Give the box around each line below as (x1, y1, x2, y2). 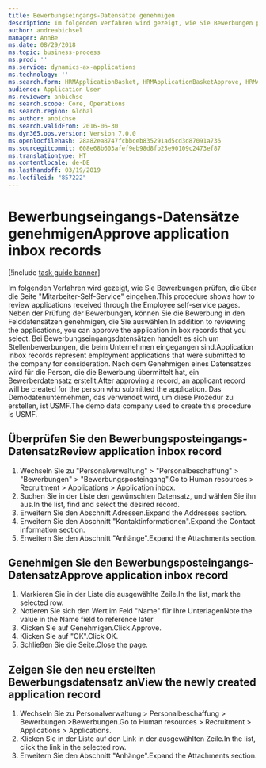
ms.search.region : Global (8, 108, 93, 116)
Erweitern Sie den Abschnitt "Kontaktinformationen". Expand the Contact (19, 516, 256, 525)
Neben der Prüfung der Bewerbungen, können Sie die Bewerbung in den (8, 308, 245, 318)
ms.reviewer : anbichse (8, 93, 83, 101)
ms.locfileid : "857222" (8, 174, 87, 182)
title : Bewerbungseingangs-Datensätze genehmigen (8, 11, 176, 20)
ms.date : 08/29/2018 (8, 41, 77, 49)
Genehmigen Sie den (8, 556, 113, 570)
